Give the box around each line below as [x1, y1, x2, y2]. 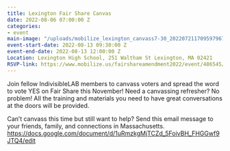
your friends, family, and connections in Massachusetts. [7, 122, 165, 130]
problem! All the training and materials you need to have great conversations [7, 94, 222, 102]
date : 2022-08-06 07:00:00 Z [7, 16, 90, 23]
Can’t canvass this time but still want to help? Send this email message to [7, 114, 214, 123]
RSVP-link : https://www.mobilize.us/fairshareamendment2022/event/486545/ [7, 61, 225, 68]
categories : [7, 23, 41, 29]
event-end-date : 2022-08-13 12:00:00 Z [7, 49, 121, 55]
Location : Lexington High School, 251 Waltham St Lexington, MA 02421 [7, 55, 213, 61]
